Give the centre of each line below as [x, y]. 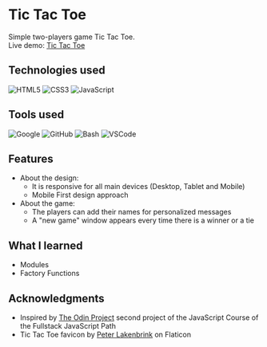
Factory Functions [50, 274]
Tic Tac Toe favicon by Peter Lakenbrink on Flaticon [106, 334]
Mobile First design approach [80, 195]
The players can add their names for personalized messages [132, 212]
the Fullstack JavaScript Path [68, 326]
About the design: [49, 178]
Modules [34, 265]
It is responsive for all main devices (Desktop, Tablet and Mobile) [138, 187]
